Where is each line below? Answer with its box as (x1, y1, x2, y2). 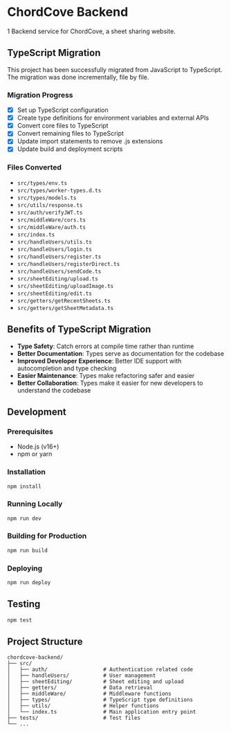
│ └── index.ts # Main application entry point (7, 709, 196, 716)
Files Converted (7, 163, 62, 172)
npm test (7, 617, 33, 624)
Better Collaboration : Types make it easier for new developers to (17, 379, 203, 387)
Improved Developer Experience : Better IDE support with (17, 356, 182, 365)
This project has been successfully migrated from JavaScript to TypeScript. (7, 65, 223, 73)
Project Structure (7, 635, 83, 647)
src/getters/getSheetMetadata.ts (17, 305, 114, 311)
